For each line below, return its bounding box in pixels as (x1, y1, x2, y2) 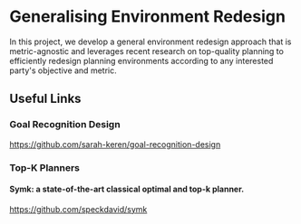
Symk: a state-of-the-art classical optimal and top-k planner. (9, 183, 245, 195)
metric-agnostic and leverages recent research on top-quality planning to (9, 45, 284, 56)
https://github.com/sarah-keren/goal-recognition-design (9, 138, 221, 150)
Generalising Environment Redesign (9, 6, 286, 27)
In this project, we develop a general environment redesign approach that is (9, 36, 292, 47)
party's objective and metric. (9, 65, 117, 76)
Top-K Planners (9, 161, 80, 173)
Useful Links (9, 91, 82, 107)
